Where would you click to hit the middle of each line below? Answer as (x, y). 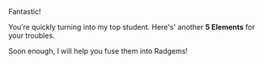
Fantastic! (25, 12)
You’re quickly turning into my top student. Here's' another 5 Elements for (132, 27)
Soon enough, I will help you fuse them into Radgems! (98, 51)
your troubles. (32, 36)
